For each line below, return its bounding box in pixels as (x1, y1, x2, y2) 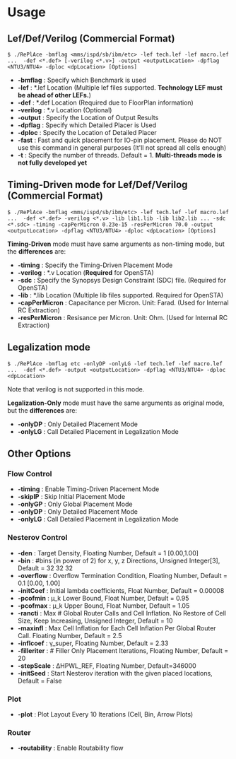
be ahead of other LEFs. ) (17, 91, 92, 99)
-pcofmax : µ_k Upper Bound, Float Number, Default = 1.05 (17, 601, 190, 610)
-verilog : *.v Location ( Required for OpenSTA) (17, 268, 154, 276)
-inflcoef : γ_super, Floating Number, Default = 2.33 (17, 639, 169, 647)
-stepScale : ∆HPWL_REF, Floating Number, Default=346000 (17, 661, 196, 670)
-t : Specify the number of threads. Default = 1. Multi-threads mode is (17, 151, 223, 159)
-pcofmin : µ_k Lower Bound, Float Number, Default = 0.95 (17, 594, 189, 602)
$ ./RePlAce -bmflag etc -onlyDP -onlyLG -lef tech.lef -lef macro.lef (7, 360, 223, 367)
